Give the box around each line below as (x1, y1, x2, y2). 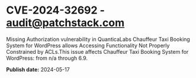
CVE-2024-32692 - (6, 4, 105, 17)
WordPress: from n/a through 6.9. (6, 54, 88, 61)
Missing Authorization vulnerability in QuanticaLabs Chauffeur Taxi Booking (6, 35, 191, 43)
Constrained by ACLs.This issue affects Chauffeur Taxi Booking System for (6, 48, 189, 55)
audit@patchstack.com (6, 16, 125, 30)
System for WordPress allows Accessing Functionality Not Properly (6, 42, 170, 49)
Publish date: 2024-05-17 (6, 66, 70, 73)
